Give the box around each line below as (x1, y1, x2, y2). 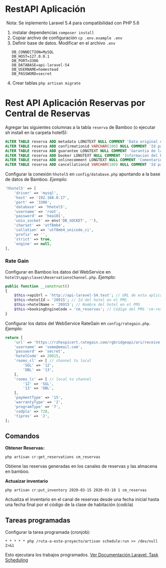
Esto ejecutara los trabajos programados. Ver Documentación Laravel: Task (5, 552, 159, 558)
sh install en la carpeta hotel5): (5, 129, 68, 135)
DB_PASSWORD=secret (11, 71, 52, 76)
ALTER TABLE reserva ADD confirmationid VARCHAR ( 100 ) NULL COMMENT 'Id (5, 144, 156, 149)
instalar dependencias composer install (12, 29, 94, 35)
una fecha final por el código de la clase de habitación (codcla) (5, 502, 133, 508)
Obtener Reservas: (5, 445, 45, 451)
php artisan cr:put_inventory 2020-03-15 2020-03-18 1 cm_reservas (5, 488, 147, 493)
